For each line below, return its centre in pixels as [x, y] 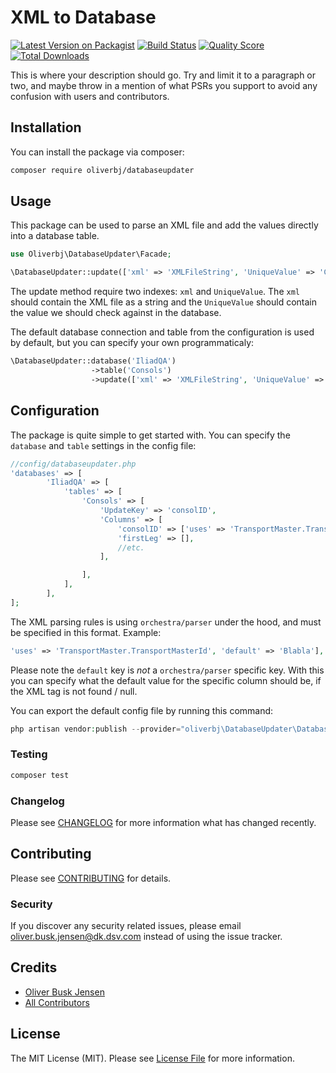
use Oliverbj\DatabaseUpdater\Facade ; [91, 254]
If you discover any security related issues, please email [126, 926]
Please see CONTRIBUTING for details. [91, 878]
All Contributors [57, 1002]
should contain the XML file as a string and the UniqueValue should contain [164, 302]
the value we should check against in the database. [116, 313]
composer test [40, 775]
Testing [29, 754]
